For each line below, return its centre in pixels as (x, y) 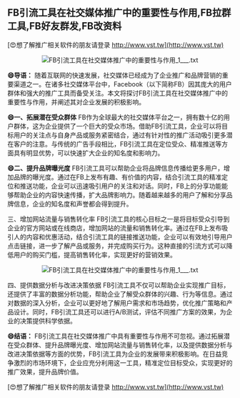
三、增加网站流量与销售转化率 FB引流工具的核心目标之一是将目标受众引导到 (119, 219)
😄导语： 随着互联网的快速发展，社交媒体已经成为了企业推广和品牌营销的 (115, 75)
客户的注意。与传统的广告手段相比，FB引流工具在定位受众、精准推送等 (117, 144)
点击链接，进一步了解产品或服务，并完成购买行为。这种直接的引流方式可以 (117, 246)
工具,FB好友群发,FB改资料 (65, 26)
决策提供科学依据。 (48, 321)
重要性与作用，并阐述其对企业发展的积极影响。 (76, 101)
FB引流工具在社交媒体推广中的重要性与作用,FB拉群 (119, 13)
